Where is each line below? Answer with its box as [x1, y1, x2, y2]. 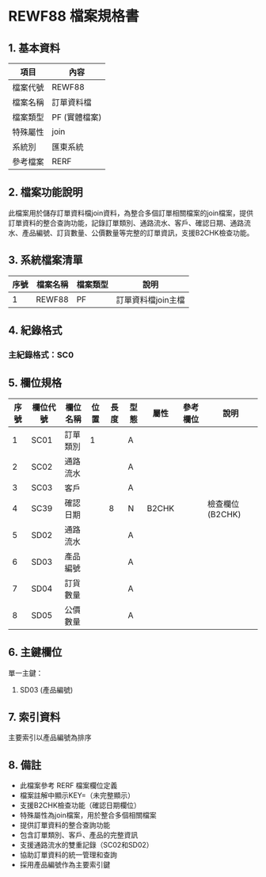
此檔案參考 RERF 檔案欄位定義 [19, 781, 118, 791]
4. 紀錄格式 [8, 324, 63, 337]
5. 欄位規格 [8, 376, 62, 390]
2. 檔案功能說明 [8, 185, 83, 199]
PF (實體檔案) [51, 112, 102, 123]
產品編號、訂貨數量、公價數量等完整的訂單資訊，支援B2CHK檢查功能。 [21, 227, 254, 238]
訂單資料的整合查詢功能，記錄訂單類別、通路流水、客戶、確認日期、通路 [8, 218, 244, 227]
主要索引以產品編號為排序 [8, 733, 92, 742]
